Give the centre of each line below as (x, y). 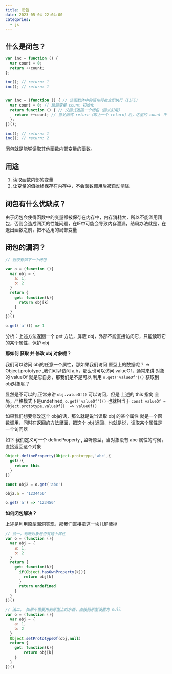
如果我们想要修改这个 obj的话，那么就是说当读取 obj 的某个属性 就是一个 (82, 416)
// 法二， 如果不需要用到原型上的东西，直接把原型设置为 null (63, 610)
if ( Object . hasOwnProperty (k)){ (52, 572)
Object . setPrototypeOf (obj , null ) (46, 638)
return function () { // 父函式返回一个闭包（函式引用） (66, 110)
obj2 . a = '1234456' (26, 494)
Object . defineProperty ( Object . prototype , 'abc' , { (58, 456)
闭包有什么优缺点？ (36, 204)
